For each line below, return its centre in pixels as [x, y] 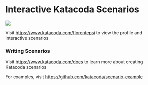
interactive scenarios [27, 38]
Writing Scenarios [28, 51]
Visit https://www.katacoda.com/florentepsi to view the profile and [74, 32]
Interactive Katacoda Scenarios [72, 9]
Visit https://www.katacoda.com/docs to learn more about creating [74, 62]
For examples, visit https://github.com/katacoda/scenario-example [74, 77]
